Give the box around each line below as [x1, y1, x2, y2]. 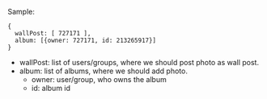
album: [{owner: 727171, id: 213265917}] [15, 36, 157, 44]
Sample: [7, 7, 36, 16]
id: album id [31, 84, 70, 93]
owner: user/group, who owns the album [31, 75, 167, 84]
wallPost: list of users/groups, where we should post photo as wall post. [19, 58, 260, 67]
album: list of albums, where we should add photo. [19, 66, 188, 76]
